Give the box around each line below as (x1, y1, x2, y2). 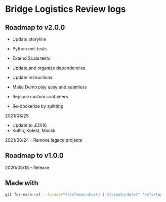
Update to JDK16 (12, 122, 47, 128)
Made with (5, 179, 39, 187)
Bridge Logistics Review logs (5, 3, 126, 15)
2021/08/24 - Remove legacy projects (5, 137, 83, 143)
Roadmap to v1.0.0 (5, 152, 64, 160)
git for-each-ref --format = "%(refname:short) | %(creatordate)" (5, 192, 140, 197)
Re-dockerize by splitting (12, 103, 64, 109)
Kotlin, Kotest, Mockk (12, 127, 56, 133)
